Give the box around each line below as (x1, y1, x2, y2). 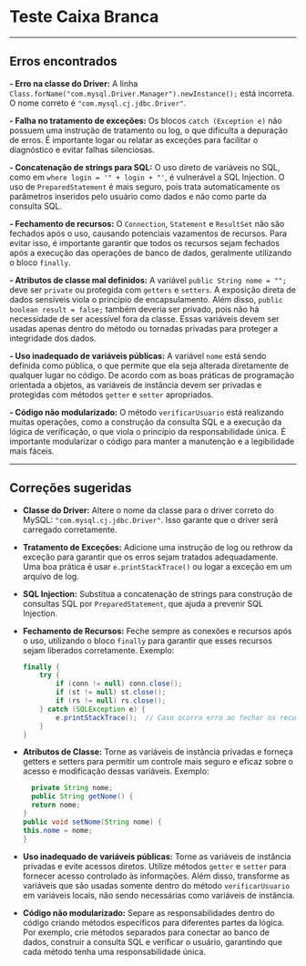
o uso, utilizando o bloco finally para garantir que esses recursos (22, 635, 273, 646)
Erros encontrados (9, 54, 118, 69)
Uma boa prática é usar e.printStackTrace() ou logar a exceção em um (22, 560, 293, 571)
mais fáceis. (9, 445, 55, 457)
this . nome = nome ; (22, 826, 93, 835)
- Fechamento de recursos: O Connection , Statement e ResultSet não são (9, 218, 285, 229)
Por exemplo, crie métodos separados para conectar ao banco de (22, 927, 270, 938)
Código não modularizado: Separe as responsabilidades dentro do (22, 907, 275, 918)
